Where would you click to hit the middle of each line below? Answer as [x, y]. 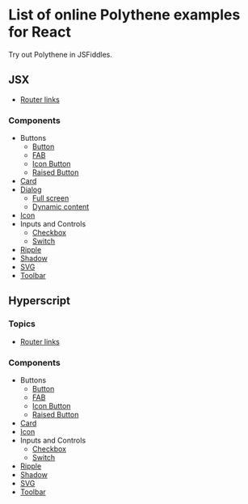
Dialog [31, 190]
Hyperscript [40, 301]
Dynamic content [61, 207]
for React [40, 32]
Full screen [50, 198]
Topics [22, 324]
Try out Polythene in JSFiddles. [61, 54]
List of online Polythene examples [124, 15]
